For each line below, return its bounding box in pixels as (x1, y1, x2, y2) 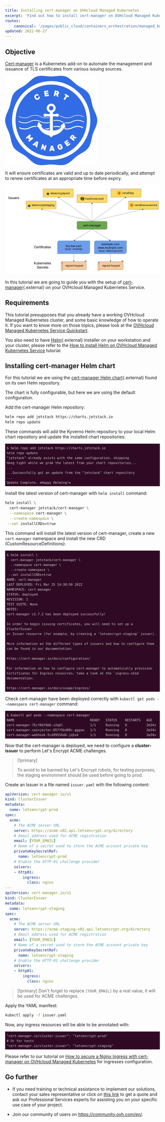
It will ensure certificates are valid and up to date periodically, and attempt (5, 170, 155, 176)
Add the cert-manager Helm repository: (5, 404, 85, 410)
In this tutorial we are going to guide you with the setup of (5, 279, 122, 285)
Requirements (5, 299, 49, 307)
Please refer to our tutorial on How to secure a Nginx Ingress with (5, 1053, 137, 1059)
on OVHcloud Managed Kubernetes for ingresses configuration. (24, 1058, 153, 1064)
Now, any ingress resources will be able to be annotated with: (5, 1021, 130, 1027)
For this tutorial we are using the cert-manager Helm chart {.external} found (5, 375, 157, 381)
